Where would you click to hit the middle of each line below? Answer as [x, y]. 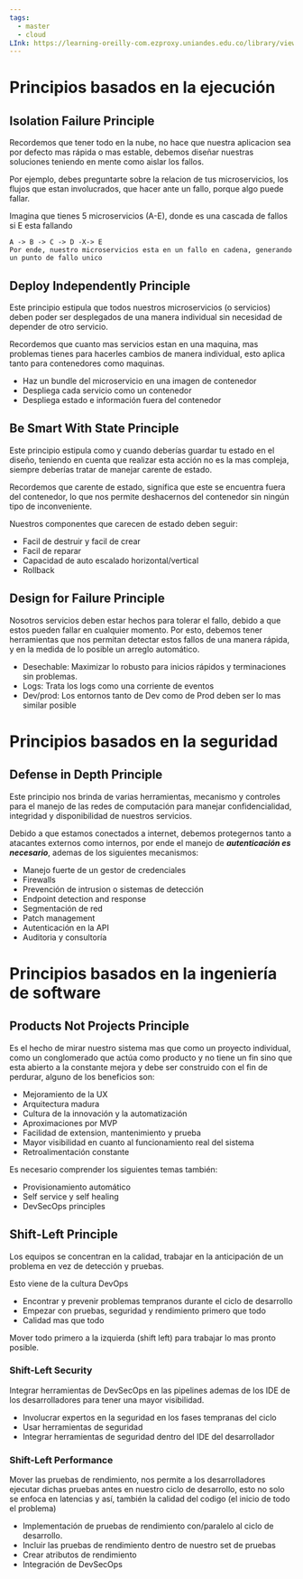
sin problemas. [50, 676]
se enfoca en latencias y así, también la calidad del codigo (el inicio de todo [150, 1499]
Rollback [39, 569]
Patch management [59, 917]
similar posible [49, 705]
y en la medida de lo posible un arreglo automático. [105, 649]
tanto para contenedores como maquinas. [87, 363]
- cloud [32, 34]
